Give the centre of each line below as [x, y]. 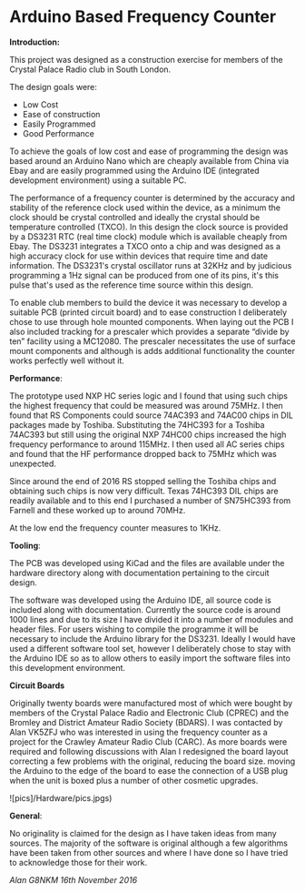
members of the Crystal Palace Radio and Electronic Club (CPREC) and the [149, 713]
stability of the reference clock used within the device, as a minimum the [145, 208]
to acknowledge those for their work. [79, 862]
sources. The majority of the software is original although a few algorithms [149, 843]
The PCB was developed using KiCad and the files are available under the [147, 563]
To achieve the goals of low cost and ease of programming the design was [149, 151]
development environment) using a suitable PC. [98, 180]
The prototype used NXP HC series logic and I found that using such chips [149, 396]
